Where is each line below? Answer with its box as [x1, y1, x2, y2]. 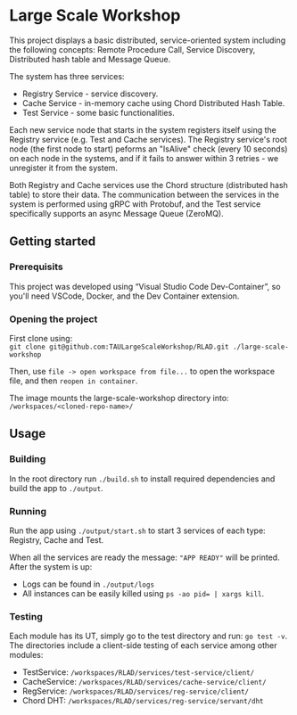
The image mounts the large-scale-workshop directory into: [9, 392, 229, 403]
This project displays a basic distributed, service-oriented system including [9, 35, 286, 45]
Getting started [9, 234, 96, 250]
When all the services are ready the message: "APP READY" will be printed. [9, 552, 280, 563]
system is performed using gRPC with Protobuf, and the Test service [9, 198, 261, 210]
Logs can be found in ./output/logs [21, 579, 154, 589]
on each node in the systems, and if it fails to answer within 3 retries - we [9, 152, 279, 163]
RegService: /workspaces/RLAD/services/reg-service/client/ [21, 686, 250, 696]
